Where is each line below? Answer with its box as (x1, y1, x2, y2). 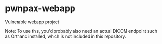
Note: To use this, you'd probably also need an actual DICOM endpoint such (5, 28, 157, 34)
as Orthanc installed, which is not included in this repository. (5, 33, 126, 39)
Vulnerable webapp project (5, 19, 60, 25)
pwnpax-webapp (5, 3, 75, 14)
